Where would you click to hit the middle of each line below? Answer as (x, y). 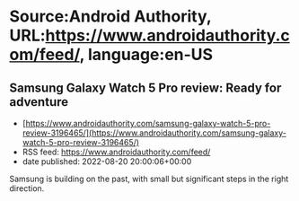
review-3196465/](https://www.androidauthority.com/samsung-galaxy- (154, 133)
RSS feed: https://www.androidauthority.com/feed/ (116, 152)
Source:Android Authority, (110, 17)
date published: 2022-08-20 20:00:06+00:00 (107, 162)
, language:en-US (146, 55)
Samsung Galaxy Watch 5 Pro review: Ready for (145, 87)
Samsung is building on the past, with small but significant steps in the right (149, 179)
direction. (27, 188)
